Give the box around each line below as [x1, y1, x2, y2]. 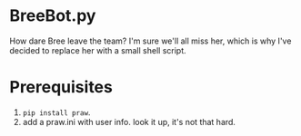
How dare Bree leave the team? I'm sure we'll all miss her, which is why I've [9, 35, 292, 46]
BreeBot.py [9, 5, 96, 26]
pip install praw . [22, 106, 91, 118]
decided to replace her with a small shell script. [9, 44, 186, 55]
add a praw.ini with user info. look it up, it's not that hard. [22, 116, 236, 127]
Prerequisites [9, 77, 114, 98]
